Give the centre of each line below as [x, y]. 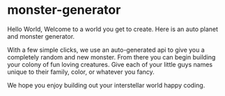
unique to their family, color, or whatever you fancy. [81, 72]
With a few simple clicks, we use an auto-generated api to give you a [106, 50]
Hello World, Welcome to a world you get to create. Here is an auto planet [113, 29]
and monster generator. [41, 36]
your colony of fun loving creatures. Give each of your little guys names [110, 64]
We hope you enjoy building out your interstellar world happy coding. [106, 85]
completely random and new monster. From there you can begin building [111, 57]
